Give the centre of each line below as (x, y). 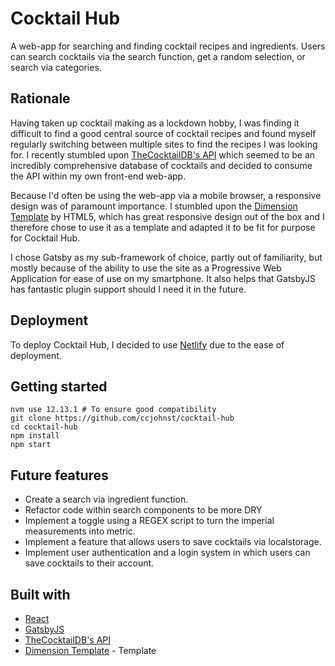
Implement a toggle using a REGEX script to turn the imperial (149, 521)
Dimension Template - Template (90, 650)
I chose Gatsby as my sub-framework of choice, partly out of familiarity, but (166, 257)
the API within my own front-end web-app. (98, 176)
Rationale (40, 98)
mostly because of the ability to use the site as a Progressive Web (146, 268)
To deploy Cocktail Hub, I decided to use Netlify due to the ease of (147, 344)
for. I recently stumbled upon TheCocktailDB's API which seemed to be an (163, 154)
